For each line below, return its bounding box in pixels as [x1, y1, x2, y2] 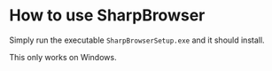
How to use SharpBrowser [9, 5, 206, 26]
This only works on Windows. [9, 51, 117, 62]
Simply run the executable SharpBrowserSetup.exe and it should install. [9, 35, 265, 45]
